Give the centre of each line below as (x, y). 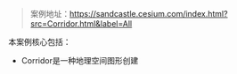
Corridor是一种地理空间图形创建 (80, 60)
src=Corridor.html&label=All (81, 24)
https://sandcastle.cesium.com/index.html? (148, 14)
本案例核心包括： (40, 42)
